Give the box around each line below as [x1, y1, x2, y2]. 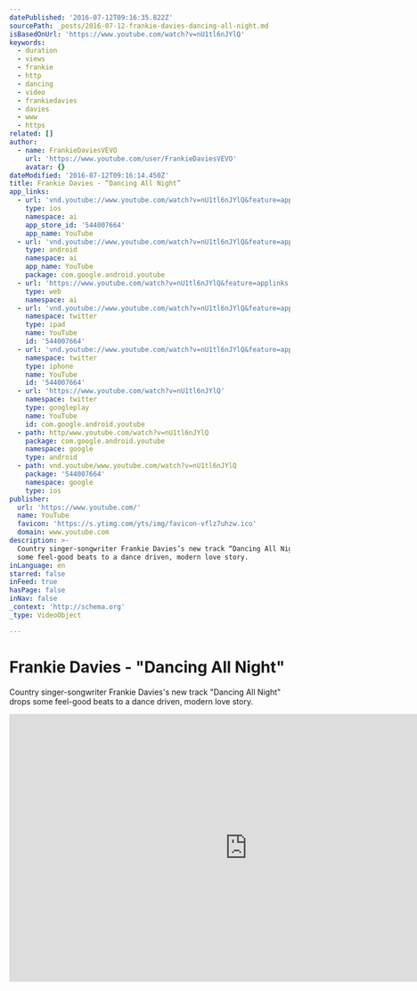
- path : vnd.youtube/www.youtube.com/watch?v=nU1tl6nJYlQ [17, 462, 238, 471]
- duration [17, 46, 58, 55]
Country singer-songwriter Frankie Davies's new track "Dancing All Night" [9, 687, 282, 697]
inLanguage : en [9, 561, 66, 570]
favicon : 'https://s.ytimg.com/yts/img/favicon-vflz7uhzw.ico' [17, 520, 257, 529]
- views [17, 54, 46, 63]
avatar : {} [25, 162, 66, 171]
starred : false [9, 569, 66, 579]
